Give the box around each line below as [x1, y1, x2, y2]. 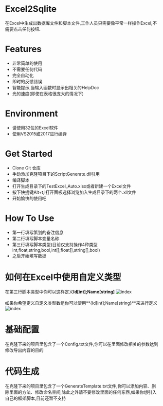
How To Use [5, 213, 54, 223]
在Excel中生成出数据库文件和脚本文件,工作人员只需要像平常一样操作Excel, [5, 20, 153, 26]
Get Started [5, 148, 53, 159]
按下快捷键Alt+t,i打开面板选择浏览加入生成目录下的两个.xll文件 [12, 189, 137, 195]
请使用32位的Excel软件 [12, 125, 58, 130]
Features [5, 44, 42, 55]
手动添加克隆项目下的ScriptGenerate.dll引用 [12, 171, 100, 177]
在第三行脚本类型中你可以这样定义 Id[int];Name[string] [5, 289, 115, 295]
